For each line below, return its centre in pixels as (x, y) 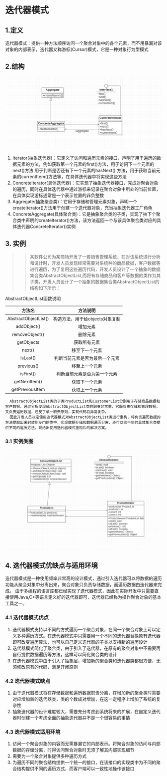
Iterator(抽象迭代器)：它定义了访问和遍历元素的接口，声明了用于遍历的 (84, 158)
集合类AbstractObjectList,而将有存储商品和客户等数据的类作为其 (95, 275)
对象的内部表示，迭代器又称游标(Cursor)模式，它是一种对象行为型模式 (77, 49)
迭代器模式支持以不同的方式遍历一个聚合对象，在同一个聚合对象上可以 (84, 629)
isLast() (28, 358)
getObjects (28, 342)
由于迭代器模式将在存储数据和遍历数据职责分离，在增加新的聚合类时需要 (86, 693)
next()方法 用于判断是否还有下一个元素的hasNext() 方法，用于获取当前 (84, 171)
